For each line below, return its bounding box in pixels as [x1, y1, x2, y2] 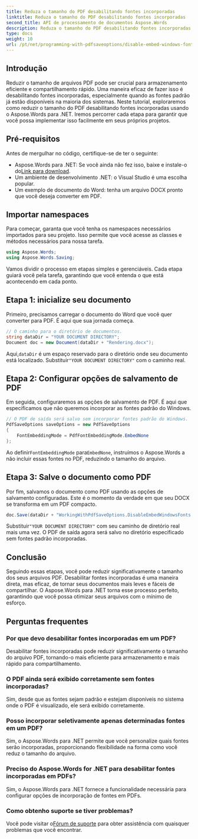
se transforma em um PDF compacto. [6, 500, 97, 508]
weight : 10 [6, 36, 33, 42]
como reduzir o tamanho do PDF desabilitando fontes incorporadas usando [6, 104, 189, 111]
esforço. [6, 599, 27, 606]
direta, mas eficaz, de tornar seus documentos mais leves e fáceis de [6, 580, 175, 588]
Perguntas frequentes [6, 616, 88, 626]
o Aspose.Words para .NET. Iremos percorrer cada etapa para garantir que [6, 110, 187, 118]
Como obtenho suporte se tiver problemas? [6, 807, 134, 815]
